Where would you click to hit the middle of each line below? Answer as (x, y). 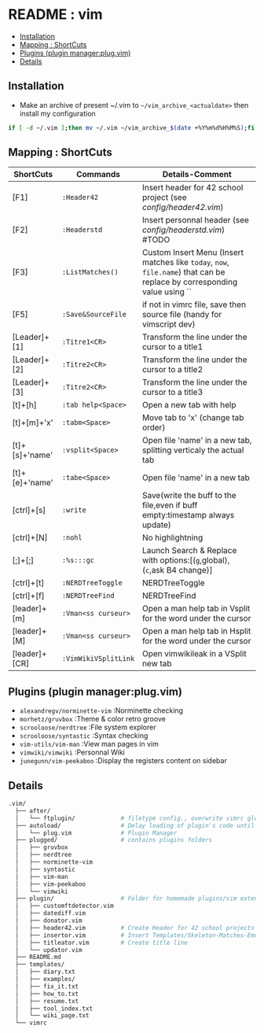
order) (154, 428)
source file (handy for (182, 315)
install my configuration (57, 113)
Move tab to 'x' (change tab (193, 418)
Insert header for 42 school (192, 188)
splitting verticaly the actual (193, 450)
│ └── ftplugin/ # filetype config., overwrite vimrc (130, 818)
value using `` (167, 292)
